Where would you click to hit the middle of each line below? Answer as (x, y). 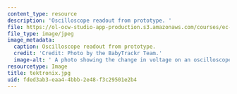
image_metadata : (31, 40)
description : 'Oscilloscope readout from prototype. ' (90, 20)
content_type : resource (42, 14)
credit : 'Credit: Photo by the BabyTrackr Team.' (88, 54)
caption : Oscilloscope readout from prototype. (85, 47)
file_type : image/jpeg (41, 34)
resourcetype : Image (38, 66)
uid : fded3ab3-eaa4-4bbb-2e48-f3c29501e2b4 (72, 80)
